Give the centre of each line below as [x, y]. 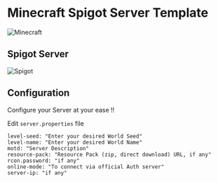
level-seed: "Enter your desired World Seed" [75, 136]
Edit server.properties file [46, 123]
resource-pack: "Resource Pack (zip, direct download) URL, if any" [109, 154]
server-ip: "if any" [38, 173]
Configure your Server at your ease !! [61, 110]
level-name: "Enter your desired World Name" [75, 142]
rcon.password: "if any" [43, 161]
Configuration [39, 93]
